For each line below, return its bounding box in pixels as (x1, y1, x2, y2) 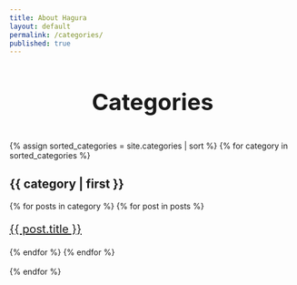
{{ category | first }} (9, 177, 124, 192)
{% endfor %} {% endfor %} (9, 247, 115, 258)
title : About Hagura (9, 13, 88, 23)
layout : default (9, 22, 71, 31)
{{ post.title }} (9, 221, 82, 237)
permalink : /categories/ (9, 30, 104, 39)
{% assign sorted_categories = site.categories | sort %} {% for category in (9, 140, 289, 151)
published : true (9, 38, 71, 48)
